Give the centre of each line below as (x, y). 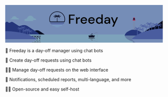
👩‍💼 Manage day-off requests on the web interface (57, 70)
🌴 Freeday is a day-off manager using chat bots (54, 50)
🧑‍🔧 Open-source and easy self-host (42, 89)
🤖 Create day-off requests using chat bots (48, 60)
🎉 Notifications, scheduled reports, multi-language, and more (68, 79)
